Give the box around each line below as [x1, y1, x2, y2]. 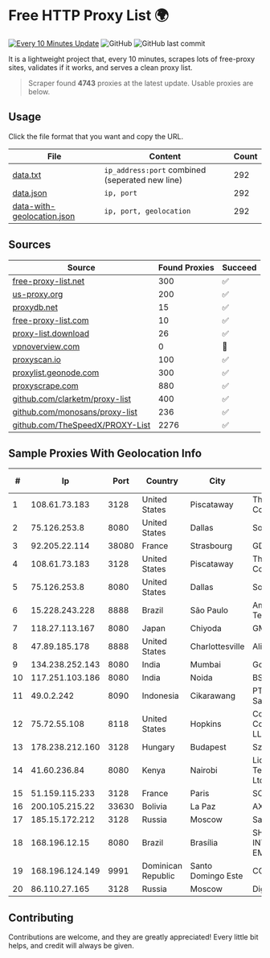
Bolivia [141, 801, 167, 812]
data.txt [12, 169, 42, 180]
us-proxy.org [12, 288, 63, 299]
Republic [141, 870, 175, 882]
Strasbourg [190, 540, 233, 551]
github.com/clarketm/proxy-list [12, 393, 131, 404]
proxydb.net [12, 301, 59, 312]
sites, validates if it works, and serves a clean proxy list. [8, 62, 193, 72]
